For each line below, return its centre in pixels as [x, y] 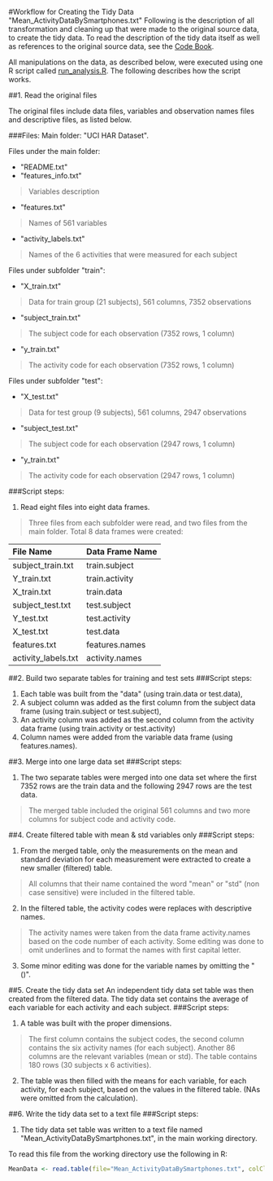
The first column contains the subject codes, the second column [136, 1039]
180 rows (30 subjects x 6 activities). [90, 1065]
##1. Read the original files [53, 95]
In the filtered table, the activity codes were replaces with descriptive [136, 908]
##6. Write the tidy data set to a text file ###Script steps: [104, 1114]
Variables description [64, 191]
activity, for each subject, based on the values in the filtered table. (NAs [140, 1089]
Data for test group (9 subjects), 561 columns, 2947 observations [137, 412]
